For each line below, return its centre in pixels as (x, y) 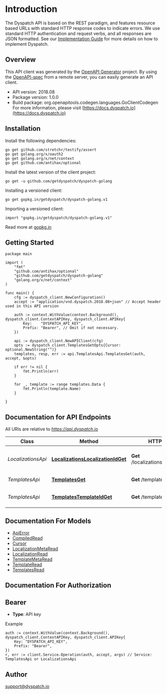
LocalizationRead (30, 554)
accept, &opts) (21, 358)
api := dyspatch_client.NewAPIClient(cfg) (59, 341)
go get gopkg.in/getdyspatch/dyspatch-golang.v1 (56, 199)
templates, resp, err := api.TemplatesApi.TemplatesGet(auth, (80, 354)
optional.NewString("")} (31, 350)
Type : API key (27, 614)
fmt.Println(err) (41, 371)
